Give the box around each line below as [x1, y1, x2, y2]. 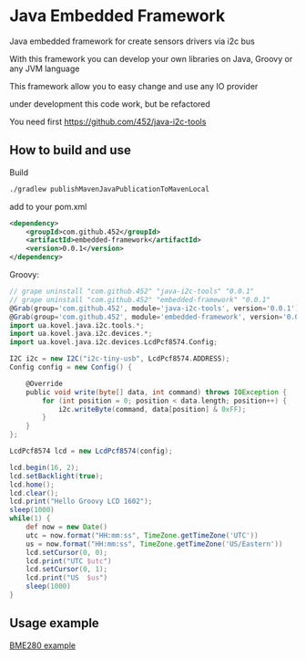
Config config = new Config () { [9, 362, 132, 372]
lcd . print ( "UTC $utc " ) [25, 556, 112, 566]
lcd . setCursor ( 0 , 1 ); [25, 565, 107, 574]
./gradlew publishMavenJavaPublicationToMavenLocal [9, 184, 209, 194]
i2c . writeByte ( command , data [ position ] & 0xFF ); [57, 404, 247, 414]
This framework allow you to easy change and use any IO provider [9, 80, 259, 91]
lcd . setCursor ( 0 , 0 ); [25, 548, 107, 557]
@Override [25, 379, 64, 388]
